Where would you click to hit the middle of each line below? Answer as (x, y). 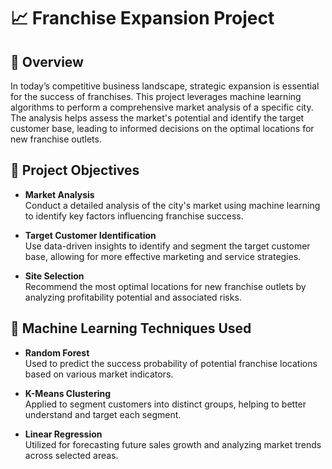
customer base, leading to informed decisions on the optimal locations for (162, 128)
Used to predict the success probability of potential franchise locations (171, 363)
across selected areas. (71, 455)
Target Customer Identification (90, 235)
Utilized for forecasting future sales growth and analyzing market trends (173, 444)
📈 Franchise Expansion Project (142, 18)
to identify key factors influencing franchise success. (134, 216)
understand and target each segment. (103, 414)
